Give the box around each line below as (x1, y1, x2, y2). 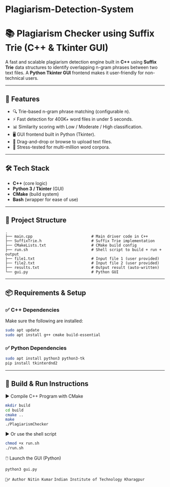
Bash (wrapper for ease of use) (12, 196, 78, 202)
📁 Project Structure (5, 216, 67, 225)
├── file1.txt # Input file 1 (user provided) (5, 256, 159, 261)
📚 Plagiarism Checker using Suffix (5, 28, 155, 39)
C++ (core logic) (12, 180, 48, 186)
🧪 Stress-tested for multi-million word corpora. (12, 144, 110, 150)
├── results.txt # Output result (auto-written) (5, 265, 159, 270)
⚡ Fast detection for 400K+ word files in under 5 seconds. (12, 116, 133, 122)
